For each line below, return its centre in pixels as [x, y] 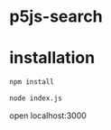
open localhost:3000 [48, 116]
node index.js [36, 98]
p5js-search [56, 17]
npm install [32, 82]
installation [52, 58]
